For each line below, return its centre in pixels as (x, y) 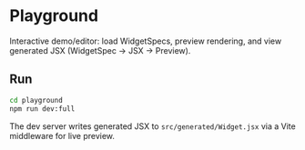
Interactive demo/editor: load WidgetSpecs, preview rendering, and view (146, 41)
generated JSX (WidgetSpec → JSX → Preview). (100, 50)
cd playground (36, 100)
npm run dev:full (42, 109)
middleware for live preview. (62, 135)
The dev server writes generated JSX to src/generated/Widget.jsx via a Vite (152, 126)
